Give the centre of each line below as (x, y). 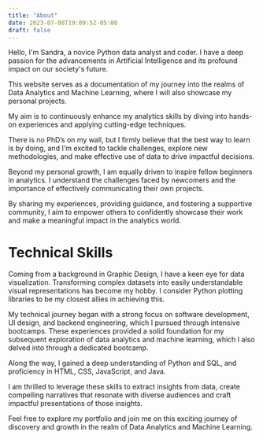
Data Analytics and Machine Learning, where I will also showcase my (120, 93)
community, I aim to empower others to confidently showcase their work (126, 212)
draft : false (30, 30)
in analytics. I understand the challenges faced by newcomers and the (122, 180)
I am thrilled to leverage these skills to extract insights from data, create (124, 387)
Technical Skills (61, 252)
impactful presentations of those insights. (76, 404)
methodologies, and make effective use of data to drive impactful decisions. (131, 157)
